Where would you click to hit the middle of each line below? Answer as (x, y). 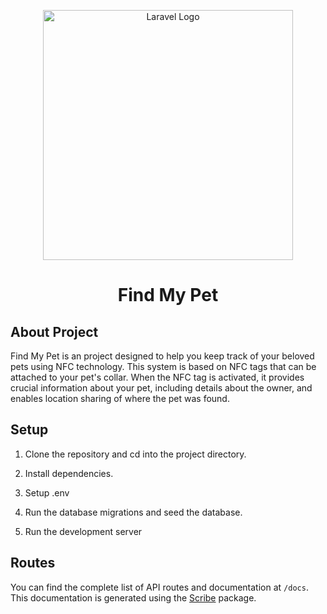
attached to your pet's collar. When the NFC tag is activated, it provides (157, 377)
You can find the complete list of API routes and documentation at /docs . (159, 587)
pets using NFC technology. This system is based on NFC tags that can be (163, 366)
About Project (54, 331)
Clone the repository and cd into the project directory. (135, 454)
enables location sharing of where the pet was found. (120, 398)
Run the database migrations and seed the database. (133, 512)
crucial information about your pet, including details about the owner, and (161, 388)
